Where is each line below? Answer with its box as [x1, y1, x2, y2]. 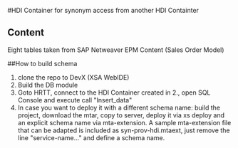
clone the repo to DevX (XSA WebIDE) [17, 73, 130, 81]
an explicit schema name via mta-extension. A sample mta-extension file [17, 118, 232, 127]
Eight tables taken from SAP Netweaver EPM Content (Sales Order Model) [7, 46, 224, 54]
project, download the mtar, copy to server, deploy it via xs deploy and [17, 110, 225, 120]
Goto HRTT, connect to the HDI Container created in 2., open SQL [17, 88, 211, 97]
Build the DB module [17, 80, 78, 89]
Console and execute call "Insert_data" [17, 95, 133, 104]
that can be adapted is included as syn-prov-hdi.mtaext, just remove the [17, 126, 230, 134]
